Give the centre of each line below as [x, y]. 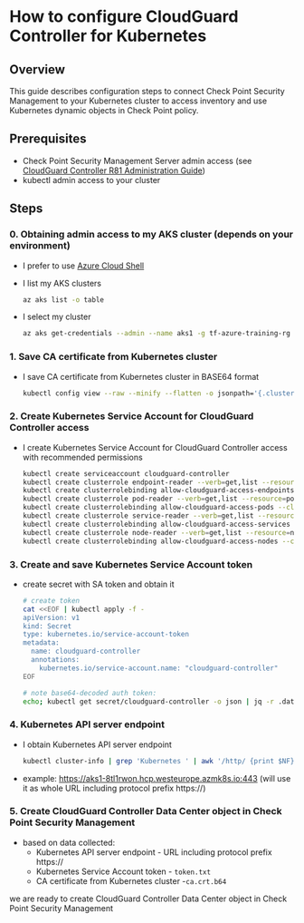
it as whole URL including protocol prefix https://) [114, 788]
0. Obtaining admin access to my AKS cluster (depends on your [152, 235]
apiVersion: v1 [51, 617]
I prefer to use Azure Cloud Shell [83, 266]
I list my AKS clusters [62, 283]
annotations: [56, 660]
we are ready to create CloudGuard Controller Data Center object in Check [148, 899]
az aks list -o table [63, 300]
